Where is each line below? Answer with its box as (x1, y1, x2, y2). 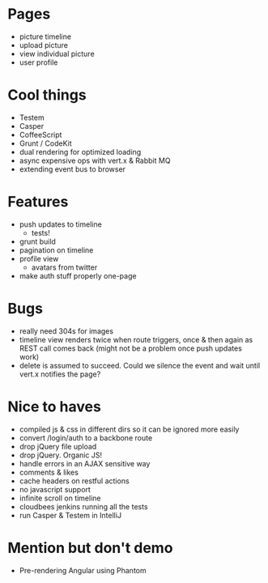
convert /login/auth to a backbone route (19, 432, 153, 442)
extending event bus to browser (19, 164, 126, 174)
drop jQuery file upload (19, 441, 97, 451)
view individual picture (19, 49, 95, 58)
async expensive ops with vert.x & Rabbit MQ (19, 155, 171, 165)
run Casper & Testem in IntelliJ (19, 510, 122, 520)
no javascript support (19, 484, 91, 494)
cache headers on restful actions (19, 475, 130, 486)
